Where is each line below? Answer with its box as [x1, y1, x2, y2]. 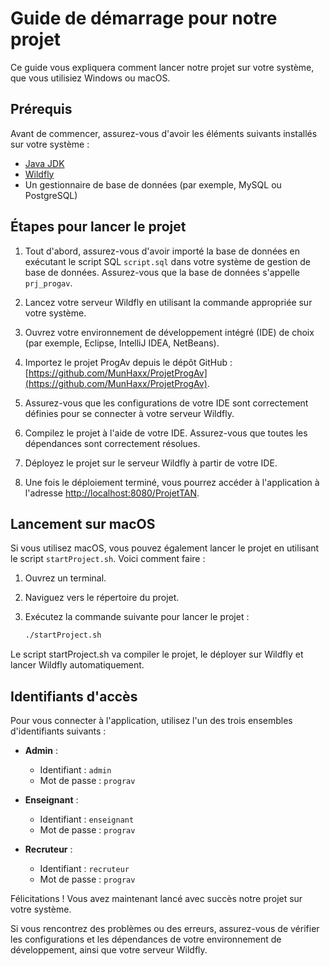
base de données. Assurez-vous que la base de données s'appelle [24, 266, 300, 278]
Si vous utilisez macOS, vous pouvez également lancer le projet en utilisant [10, 542, 320, 554]
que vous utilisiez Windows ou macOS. [10, 72, 171, 84]
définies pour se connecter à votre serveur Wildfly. [24, 407, 235, 419]
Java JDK [24, 157, 65, 169]
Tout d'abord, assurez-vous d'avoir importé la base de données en [24, 245, 300, 257]
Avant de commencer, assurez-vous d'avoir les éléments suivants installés [10, 127, 318, 139]
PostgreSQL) [24, 189, 78, 201]
